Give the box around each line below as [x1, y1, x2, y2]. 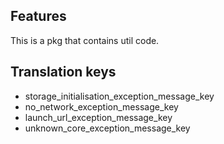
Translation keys [10, 64, 117, 81]
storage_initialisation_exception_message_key [24, 90, 215, 102]
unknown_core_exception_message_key [24, 122, 191, 134]
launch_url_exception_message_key [24, 111, 173, 123]
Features [10, 8, 67, 25]
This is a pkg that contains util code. [10, 34, 160, 46]
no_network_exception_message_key [24, 100, 179, 113]
